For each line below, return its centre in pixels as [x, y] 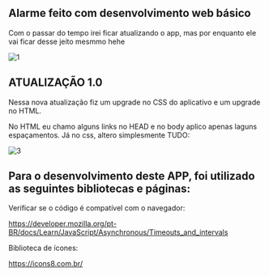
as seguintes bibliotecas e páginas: [100, 189]
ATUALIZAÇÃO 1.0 [56, 83]
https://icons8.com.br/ [46, 264]
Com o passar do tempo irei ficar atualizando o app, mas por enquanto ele [132, 32]
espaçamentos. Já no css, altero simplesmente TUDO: [99, 135]
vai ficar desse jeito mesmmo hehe [67, 41]
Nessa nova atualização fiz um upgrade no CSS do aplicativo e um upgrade [134, 102]
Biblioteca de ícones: [43, 248]
